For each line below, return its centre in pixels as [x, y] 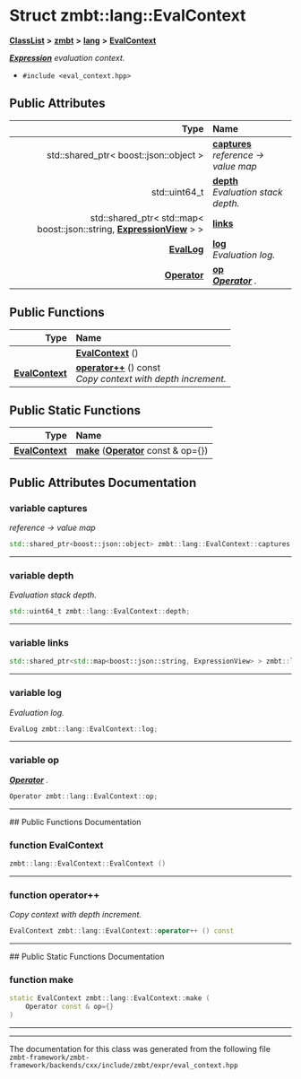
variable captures [48, 508]
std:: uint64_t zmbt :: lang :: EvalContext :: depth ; [100, 612]
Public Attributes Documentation [103, 482]
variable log [35, 693]
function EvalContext [56, 845]
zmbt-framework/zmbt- [50, 1057]
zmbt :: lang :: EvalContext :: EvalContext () [88, 863]
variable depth [42, 575]
